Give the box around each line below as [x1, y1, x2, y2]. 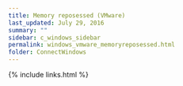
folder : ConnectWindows [8, 48, 87, 56]
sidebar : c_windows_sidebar [8, 33, 101, 42]
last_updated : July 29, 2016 [8, 19, 105, 27]
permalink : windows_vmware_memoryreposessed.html [8, 41, 176, 49]
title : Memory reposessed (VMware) [8, 11, 126, 20]
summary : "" [8, 26, 48, 34]
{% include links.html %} [8, 70, 89, 79]
